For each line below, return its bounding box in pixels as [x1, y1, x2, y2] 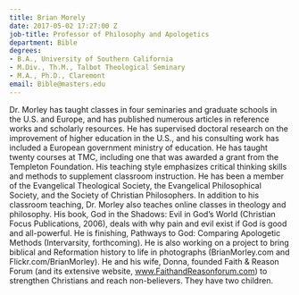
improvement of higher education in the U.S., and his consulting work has [9, 132, 279, 143]
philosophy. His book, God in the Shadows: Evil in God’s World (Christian [9, 208, 277, 219]
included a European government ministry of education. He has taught [9, 142, 268, 153]
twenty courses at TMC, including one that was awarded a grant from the [9, 151, 279, 162]
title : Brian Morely [9, 13, 87, 22]
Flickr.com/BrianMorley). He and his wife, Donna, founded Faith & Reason [9, 256, 279, 266]
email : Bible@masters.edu [9, 80, 105, 88]
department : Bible [9, 38, 78, 47]
